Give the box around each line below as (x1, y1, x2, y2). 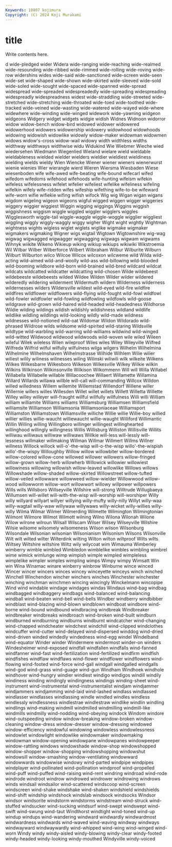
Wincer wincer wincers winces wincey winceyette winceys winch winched (5, 568, 163, 575)
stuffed (5, 803, 21, 809)
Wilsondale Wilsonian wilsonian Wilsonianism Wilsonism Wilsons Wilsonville (5, 530, 166, 536)
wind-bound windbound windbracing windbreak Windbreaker (18, 607, 149, 613)
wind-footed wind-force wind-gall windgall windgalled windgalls (22, 661, 158, 667)
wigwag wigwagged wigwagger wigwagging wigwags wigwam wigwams (5, 236, 160, 242)
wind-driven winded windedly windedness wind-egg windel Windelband (5, 634, 159, 640)
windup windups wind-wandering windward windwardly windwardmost (5, 814, 157, 820)
